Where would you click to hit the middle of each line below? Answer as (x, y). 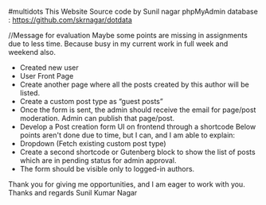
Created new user (49, 68)
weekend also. (32, 52)
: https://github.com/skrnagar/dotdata (70, 20)
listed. (30, 93)
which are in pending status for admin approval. (98, 161)
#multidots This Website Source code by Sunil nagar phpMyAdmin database (133, 12)
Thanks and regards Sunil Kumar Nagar (73, 193)
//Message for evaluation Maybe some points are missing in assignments (128, 35)
